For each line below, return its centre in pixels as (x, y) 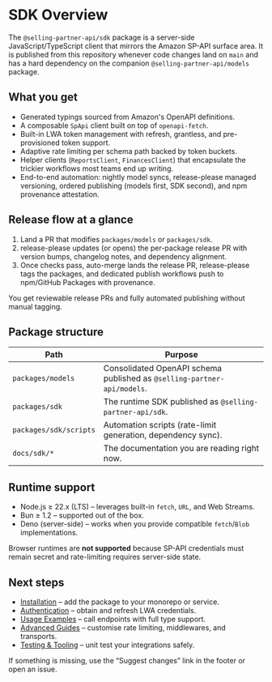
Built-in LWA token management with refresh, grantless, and (121, 134)
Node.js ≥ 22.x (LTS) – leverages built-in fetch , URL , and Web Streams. (137, 507)
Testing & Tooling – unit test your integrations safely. (107, 645)
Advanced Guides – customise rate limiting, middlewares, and (123, 628)
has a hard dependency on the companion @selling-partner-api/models (129, 63)
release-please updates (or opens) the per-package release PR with (134, 248)
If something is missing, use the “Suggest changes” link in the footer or (127, 661)
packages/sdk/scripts (54, 430)
